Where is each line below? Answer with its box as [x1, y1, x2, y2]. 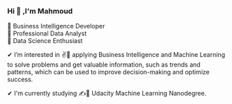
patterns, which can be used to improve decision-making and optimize [7, 68, 210, 76]
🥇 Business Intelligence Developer [7, 22, 105, 31]
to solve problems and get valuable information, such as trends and [7, 60, 201, 69]
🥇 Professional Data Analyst [7, 29, 87, 37]
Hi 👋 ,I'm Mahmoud [7, 6, 73, 16]
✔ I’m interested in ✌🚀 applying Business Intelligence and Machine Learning [7, 51, 225, 59]
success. [7, 76, 33, 84]
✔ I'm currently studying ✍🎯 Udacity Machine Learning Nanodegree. [7, 89, 207, 98]
